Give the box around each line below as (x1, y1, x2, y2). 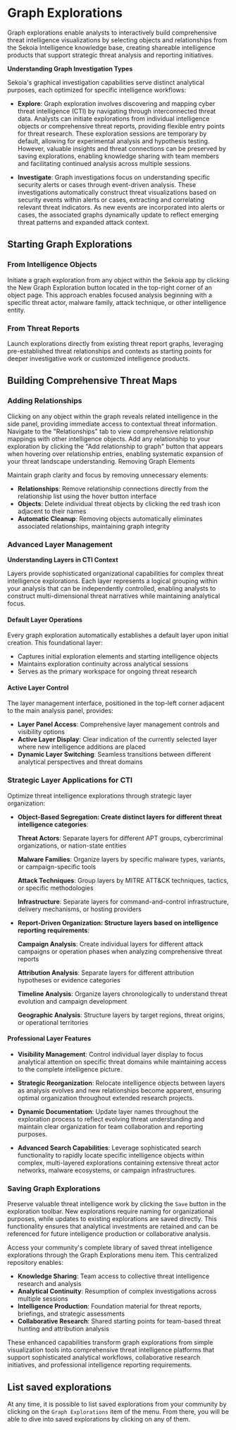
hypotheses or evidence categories (17, 975, 121, 984)
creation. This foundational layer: (7, 639, 103, 647)
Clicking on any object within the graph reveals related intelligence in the (7, 411, 218, 421)
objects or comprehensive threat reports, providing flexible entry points (17, 121, 225, 130)
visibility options (17, 728, 66, 736)
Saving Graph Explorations (7, 1184, 101, 1194)
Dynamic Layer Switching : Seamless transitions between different (17, 750, 211, 759)
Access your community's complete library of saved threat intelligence (7, 1244, 213, 1252)
